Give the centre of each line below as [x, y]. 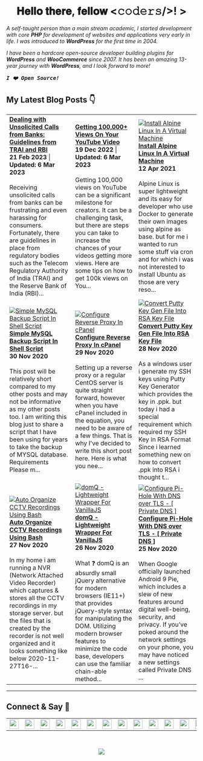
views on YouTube [101, 187]
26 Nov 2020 [95, 547]
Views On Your [97, 134]
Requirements [29, 462]
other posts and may [38, 394]
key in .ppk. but [160, 401]
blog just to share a [36, 424]
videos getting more [104, 255]
